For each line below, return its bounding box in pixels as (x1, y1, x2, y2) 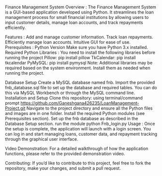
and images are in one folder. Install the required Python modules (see (5, 111, 145, 116)
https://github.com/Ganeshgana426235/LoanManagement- (20, 100, 139, 106)
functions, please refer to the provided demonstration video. (5, 151, 125, 157)
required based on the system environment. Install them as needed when (5, 65, 151, 71)
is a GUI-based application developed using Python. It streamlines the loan (5, 9, 154, 15)
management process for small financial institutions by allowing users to (5, 15, 149, 20)
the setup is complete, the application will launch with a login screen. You (5, 126, 151, 131)
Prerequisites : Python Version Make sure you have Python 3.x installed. (5, 45, 148, 50)
